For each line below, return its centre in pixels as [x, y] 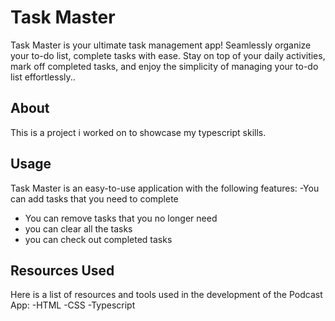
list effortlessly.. [43, 77]
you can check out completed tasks [98, 239]
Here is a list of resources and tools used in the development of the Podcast [166, 295]
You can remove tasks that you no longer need [121, 218]
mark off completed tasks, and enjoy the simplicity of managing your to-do [164, 66]
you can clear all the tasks [78, 228]
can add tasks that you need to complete [94, 198]
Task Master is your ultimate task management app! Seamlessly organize [161, 45]
